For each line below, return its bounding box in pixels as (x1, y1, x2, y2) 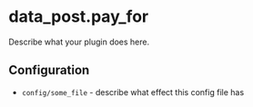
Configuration (8, 63, 90, 78)
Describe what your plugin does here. (8, 36, 150, 47)
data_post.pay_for (8, 6, 149, 27)
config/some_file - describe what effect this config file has (21, 86, 245, 97)
